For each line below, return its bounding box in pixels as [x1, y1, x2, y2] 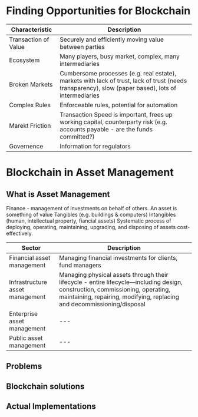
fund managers [58, 261, 101, 269]
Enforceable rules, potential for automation [60, 101, 178, 109]
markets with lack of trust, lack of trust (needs [60, 77, 187, 85]
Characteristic [11, 25, 52, 34]
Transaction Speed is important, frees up [60, 110, 173, 118]
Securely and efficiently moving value [60, 35, 164, 44]
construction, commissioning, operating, [58, 285, 171, 293]
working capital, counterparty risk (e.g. [60, 118, 168, 126]
